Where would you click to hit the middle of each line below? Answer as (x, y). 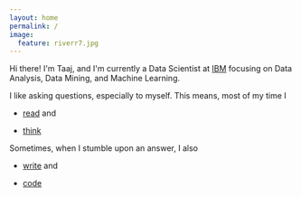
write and (40, 166)
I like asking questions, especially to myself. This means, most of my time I (148, 96)
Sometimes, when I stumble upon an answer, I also (104, 148)
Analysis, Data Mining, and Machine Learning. (95, 79)
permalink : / (34, 26)
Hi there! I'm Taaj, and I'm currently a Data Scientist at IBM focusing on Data (150, 69)
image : (22, 34)
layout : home (34, 18)
